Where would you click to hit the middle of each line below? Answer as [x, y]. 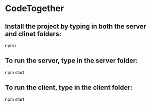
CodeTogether [34, 8]
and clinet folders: [33, 34]
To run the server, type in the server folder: [72, 61]
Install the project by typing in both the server [76, 26]
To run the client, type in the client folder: [69, 88]
